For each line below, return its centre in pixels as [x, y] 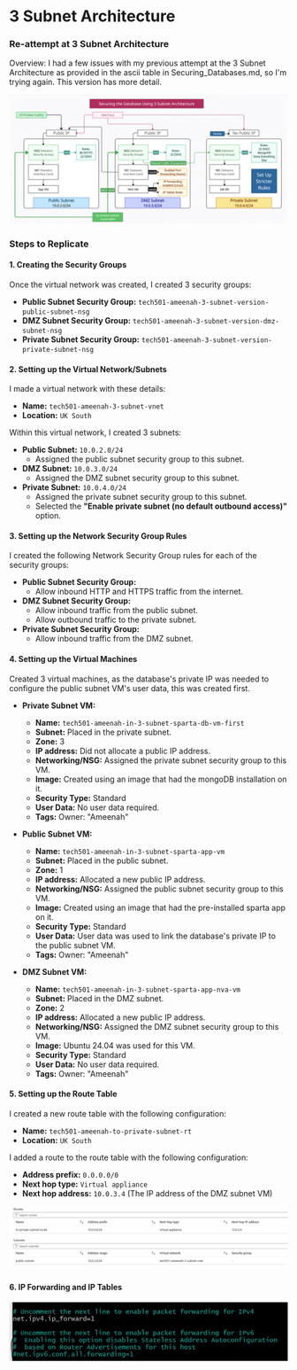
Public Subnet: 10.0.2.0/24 [72, 450]
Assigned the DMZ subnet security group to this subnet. [137, 478]
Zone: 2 [49, 1008]
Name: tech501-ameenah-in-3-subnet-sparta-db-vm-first [140, 722]
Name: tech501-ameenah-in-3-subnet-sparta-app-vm [130, 851]
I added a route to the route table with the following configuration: [129, 1157]
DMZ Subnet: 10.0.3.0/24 [69, 469]
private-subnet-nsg [58, 349]
